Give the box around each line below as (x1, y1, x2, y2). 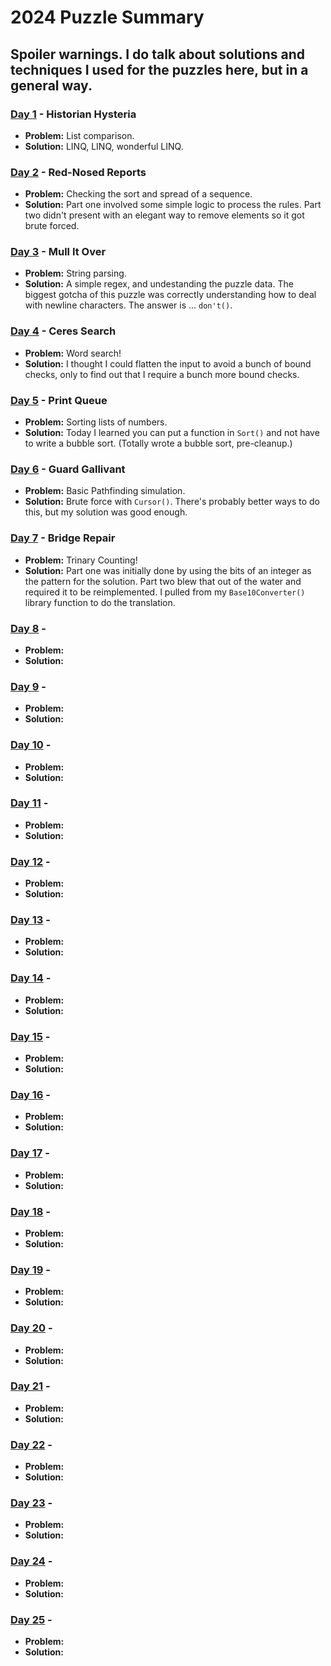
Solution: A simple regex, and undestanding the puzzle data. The (24, 278, 294, 290)
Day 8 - (10, 621, 47, 635)
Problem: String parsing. (24, 267, 127, 280)
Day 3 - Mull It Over (10, 245, 107, 259)
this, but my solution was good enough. (24, 506, 188, 518)
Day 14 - (10, 971, 52, 985)
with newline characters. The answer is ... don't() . (24, 299, 233, 311)
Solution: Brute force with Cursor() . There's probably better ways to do (24, 496, 320, 508)
